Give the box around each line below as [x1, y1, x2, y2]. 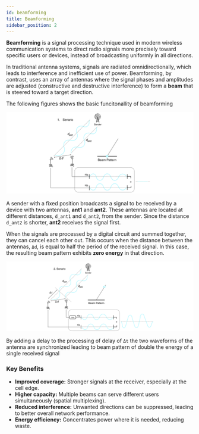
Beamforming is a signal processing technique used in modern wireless [6, 39, 182, 46]
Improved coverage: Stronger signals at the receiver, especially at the [14, 378, 187, 385]
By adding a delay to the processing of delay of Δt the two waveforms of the [6, 337, 193, 344]
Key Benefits [6, 364, 44, 373]
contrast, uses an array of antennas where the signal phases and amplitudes [6, 76, 194, 83]
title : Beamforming [6, 15, 55, 22]
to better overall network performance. [14, 410, 110, 417]
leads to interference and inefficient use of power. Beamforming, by [6, 70, 172, 77]
